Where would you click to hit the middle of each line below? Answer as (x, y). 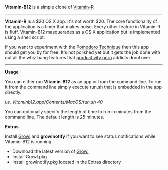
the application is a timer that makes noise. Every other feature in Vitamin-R (83, 27)
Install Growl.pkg (30, 157)
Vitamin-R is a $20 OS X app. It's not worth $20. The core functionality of (81, 21)
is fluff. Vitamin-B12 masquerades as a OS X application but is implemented (83, 32)
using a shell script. (25, 37)
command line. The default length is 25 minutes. (55, 117)
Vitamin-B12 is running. (29, 142)
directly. (13, 92)
